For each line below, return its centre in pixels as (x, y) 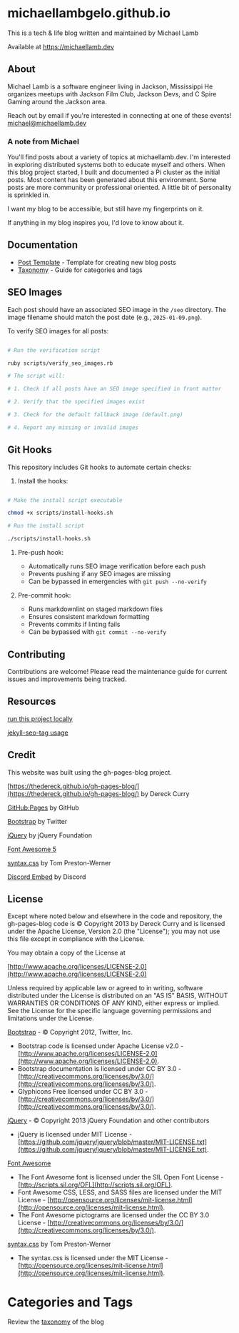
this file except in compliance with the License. (76, 939)
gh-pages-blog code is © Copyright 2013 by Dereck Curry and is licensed (116, 924)
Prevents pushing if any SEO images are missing (100, 574)
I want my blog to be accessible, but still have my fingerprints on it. (106, 209)
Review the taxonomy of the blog (56, 1322)
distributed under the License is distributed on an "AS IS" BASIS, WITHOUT (118, 996)
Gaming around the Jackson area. (57, 101)
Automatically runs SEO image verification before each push (117, 566)
